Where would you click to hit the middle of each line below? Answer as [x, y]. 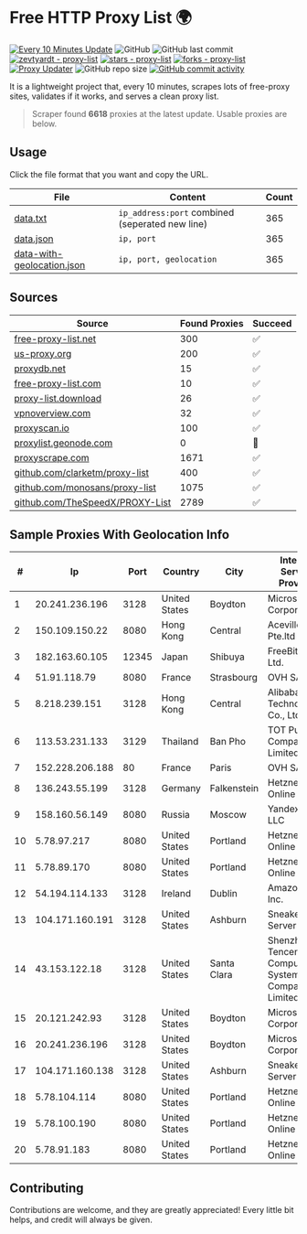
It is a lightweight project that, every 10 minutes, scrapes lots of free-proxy [150, 86]
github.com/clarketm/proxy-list [81, 472]
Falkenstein [234, 789]
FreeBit [283, 651]
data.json [34, 239]
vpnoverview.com [53, 413]
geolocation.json [50, 264]
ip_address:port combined [176, 212]
